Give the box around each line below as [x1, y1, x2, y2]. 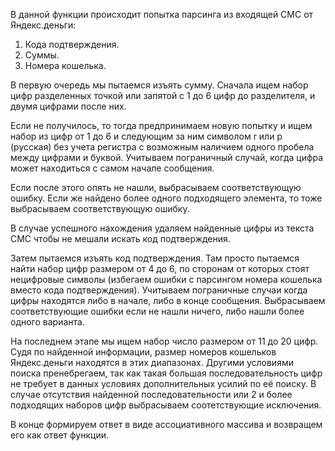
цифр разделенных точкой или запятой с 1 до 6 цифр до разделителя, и [10, 90, 316, 101]
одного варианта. [10, 316, 85, 328]
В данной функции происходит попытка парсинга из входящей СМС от [10, 9, 314, 20]
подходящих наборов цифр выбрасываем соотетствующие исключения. [10, 399, 322, 411]
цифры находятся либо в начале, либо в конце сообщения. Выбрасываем [10, 295, 326, 306]
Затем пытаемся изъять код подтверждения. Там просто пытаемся [10, 252, 300, 264]
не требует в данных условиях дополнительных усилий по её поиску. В [10, 378, 317, 389]
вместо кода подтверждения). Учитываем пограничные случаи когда [10, 284, 308, 296]
